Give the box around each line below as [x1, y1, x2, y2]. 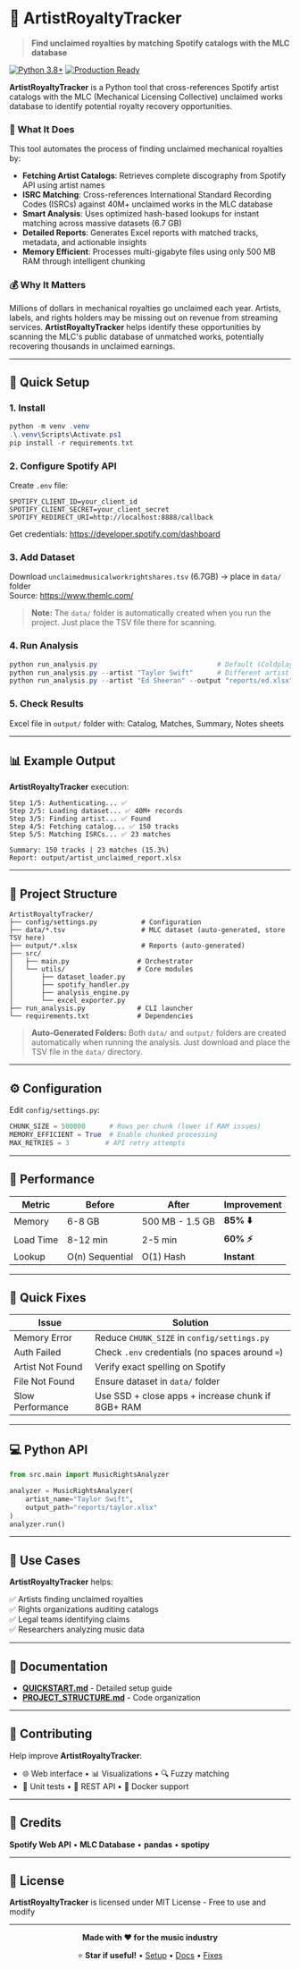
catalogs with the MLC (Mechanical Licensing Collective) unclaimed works [9, 91, 283, 102]
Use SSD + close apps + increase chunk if [95, 1390, 271, 1403]
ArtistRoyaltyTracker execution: [9, 782, 129, 793]
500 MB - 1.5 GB [141, 1216, 216, 1228]
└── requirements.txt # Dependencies [9, 1012, 194, 1021]
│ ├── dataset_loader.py [9, 972, 126, 982]
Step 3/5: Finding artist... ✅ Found [9, 814, 152, 824]
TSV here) [9, 934, 46, 943]
